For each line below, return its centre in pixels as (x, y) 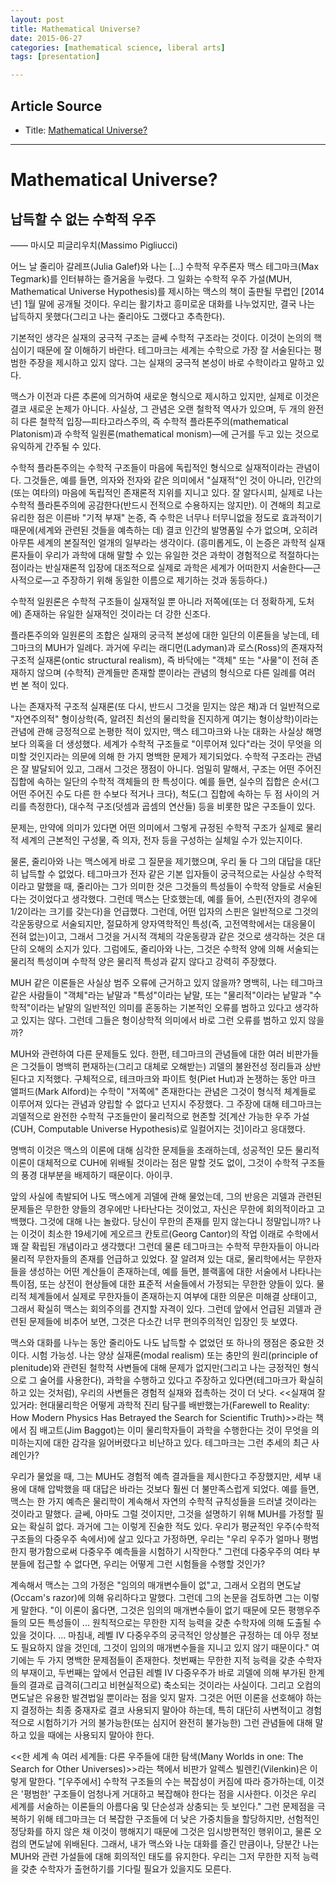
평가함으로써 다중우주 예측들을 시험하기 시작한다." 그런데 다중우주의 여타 (169, 1551)
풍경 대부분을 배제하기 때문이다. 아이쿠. (96, 1175)
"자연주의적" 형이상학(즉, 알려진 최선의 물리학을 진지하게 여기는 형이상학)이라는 (164, 718)
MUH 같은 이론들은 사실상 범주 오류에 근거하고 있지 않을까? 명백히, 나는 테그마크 (167, 982)
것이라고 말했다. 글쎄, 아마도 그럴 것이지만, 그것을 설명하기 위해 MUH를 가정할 (162, 1513)
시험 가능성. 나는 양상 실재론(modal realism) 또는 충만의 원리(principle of (175, 1355)
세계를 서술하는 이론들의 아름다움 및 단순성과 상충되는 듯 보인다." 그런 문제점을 (162, 1806)
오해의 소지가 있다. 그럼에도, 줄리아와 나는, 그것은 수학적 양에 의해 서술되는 (174, 948)
